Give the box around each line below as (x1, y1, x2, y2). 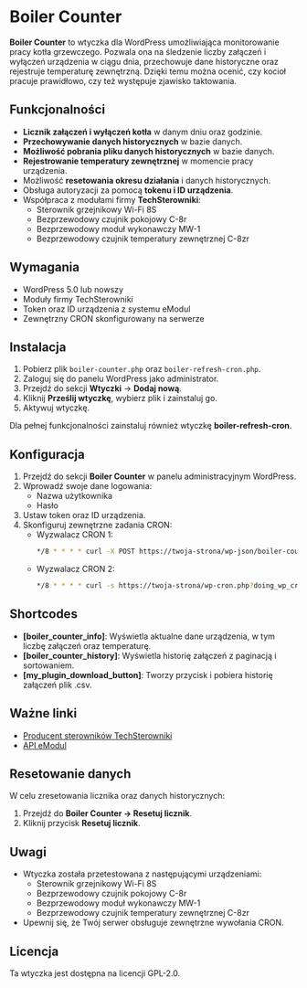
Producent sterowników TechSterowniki (22, 729, 173, 741)
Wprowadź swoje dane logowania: (22, 481, 153, 492)
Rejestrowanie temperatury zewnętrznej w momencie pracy (22, 155, 254, 166)
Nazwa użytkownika (36, 491, 112, 502)
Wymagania (9, 260, 80, 275)
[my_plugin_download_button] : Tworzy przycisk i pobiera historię (22, 669, 273, 680)
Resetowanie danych (9, 766, 132, 781)
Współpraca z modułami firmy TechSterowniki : (22, 194, 201, 205)
